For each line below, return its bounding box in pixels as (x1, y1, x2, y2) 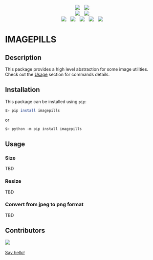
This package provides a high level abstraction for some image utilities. (5, 66, 148, 72)
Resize (5, 178, 22, 185)
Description (5, 53, 42, 62)
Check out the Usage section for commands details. (5, 71, 110, 77)
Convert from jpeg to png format (5, 201, 84, 208)
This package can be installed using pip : (5, 98, 87, 105)
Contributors (5, 226, 45, 235)
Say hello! (5, 249, 25, 255)
